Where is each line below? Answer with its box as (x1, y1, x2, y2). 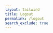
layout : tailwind (5, 7, 40, 12)
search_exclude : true (5, 20, 49, 26)
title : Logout (5, 12, 34, 16)
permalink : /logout (5, 16, 44, 21)
